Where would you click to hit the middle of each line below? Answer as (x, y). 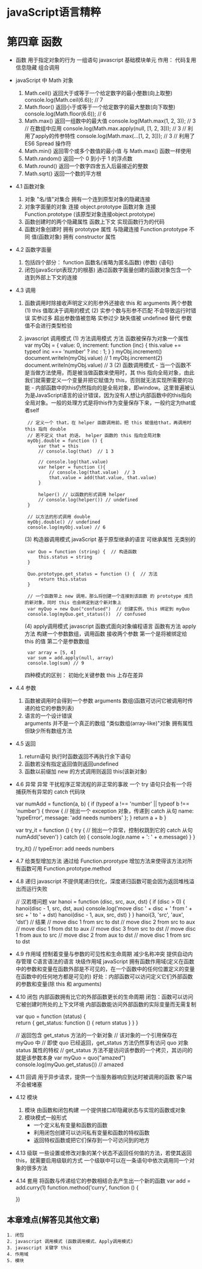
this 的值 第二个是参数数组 (57, 641)
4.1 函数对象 (30, 187)
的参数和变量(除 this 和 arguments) (58, 984)
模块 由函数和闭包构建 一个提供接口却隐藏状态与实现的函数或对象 (105, 1110)
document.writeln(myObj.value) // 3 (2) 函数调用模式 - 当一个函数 (105, 365)
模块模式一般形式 (46, 1118)
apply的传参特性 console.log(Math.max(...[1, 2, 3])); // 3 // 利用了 (115, 136)
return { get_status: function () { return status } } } (77, 1023)
